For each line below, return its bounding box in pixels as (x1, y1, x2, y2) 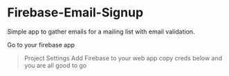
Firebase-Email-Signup (7, 5, 144, 21)
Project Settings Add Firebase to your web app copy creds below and (24, 53, 223, 62)
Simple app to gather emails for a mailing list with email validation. (7, 27, 195, 36)
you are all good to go (24, 61, 87, 69)
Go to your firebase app (7, 40, 75, 49)
